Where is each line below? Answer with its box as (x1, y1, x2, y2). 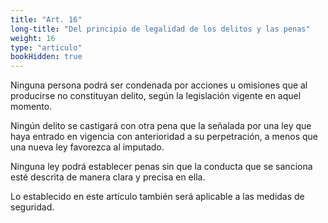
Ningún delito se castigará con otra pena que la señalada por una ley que (10, 120, 312, 132)
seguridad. (10, 201, 55, 213)
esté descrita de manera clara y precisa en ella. (10, 171, 206, 183)
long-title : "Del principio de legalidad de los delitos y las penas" (10, 24, 311, 34)
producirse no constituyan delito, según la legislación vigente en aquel (10, 90, 302, 102)
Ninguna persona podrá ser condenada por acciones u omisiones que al (10, 79, 308, 91)
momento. (10, 101, 53, 113)
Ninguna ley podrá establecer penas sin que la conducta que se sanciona (10, 161, 313, 173)
